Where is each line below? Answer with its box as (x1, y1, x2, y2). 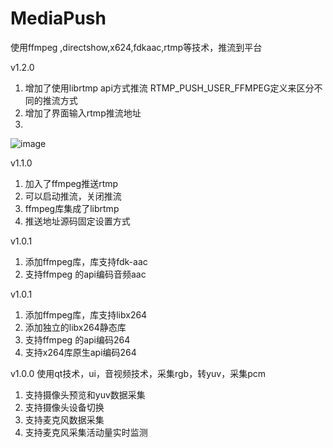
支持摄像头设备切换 (24, 401, 105, 413)
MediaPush (10, 7, 107, 30)
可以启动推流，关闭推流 (24, 190, 122, 202)
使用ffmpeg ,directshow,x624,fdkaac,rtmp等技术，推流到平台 (10, 41, 263, 53)
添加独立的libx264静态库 (24, 321, 127, 333)
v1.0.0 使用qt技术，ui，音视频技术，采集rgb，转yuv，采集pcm (10, 367, 267, 379)
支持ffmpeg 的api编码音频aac (24, 268, 147, 280)
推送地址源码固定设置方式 (24, 215, 131, 227)
